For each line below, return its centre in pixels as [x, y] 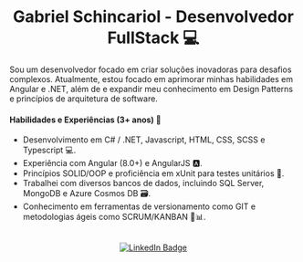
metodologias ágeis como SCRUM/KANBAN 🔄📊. [114, 217]
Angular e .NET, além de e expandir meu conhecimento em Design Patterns [151, 89]
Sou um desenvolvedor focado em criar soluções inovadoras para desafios [151, 69]
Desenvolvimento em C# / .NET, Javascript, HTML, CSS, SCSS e [144, 140]
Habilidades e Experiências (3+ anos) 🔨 [85, 120]
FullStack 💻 [153, 38]
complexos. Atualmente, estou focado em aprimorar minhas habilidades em [151, 79]
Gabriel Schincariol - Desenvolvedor [153, 17]
